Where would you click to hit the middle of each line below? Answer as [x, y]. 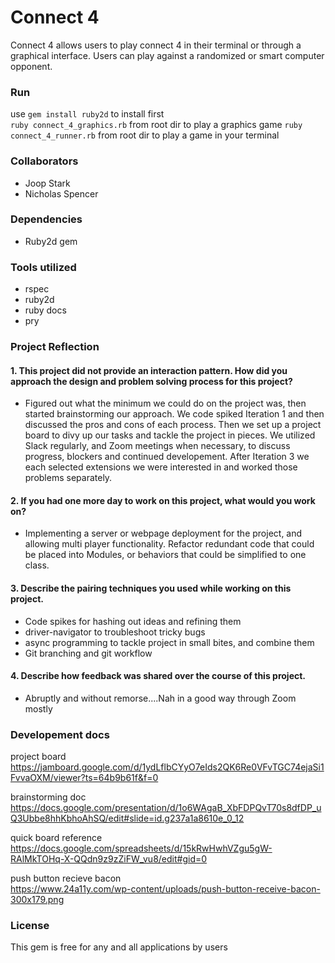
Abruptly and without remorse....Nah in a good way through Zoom [160, 698]
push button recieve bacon [66, 878]
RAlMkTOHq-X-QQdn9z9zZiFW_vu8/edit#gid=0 [109, 859]
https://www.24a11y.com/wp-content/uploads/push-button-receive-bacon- [165, 889]
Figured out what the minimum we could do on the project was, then [165, 403]
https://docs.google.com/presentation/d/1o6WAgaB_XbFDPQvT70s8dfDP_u [166, 808]
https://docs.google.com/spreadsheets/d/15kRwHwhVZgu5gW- [141, 848]
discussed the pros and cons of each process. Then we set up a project [173, 425]
